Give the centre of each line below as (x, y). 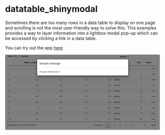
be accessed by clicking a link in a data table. (51, 38)
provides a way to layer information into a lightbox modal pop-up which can (82, 33)
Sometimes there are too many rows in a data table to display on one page (80, 23)
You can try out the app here (34, 48)
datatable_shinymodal (52, 9)
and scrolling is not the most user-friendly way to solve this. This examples (81, 27)
